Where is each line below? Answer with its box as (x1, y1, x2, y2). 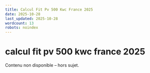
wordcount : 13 (5, 20, 34, 26)
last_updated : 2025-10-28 (5, 16, 58, 21)
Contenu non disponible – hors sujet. (5, 62, 79, 68)
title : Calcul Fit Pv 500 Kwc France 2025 (5, 7, 93, 12)
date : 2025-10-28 (5, 12, 41, 17)
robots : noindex (5, 25, 38, 30)
